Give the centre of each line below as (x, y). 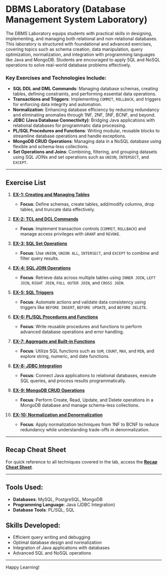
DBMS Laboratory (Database (66, 9)
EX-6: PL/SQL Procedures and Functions (55, 317)
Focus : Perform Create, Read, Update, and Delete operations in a (87, 400)
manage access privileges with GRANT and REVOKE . (70, 234)
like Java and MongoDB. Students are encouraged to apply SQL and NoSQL (83, 59)
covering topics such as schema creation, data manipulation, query (74, 49)
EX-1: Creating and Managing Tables (51, 195)
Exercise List (26, 183)
